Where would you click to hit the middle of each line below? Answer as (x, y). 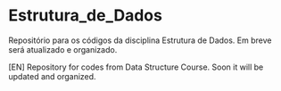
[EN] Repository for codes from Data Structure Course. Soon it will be (136, 67)
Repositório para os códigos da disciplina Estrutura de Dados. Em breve (140, 40)
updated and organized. (52, 76)
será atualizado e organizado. (63, 49)
